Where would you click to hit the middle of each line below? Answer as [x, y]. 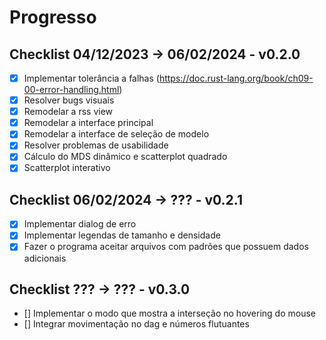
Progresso [53, 17]
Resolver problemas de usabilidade [96, 145]
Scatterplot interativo [67, 168]
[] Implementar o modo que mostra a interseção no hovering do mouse [170, 313]
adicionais [45, 258]
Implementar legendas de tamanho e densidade [122, 235]
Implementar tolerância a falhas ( [91, 78]
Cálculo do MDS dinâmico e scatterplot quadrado [125, 157]
